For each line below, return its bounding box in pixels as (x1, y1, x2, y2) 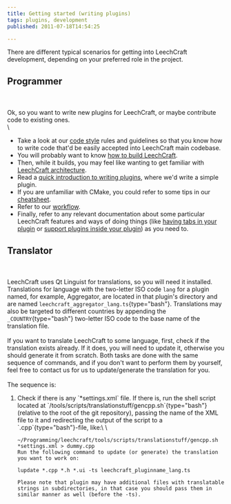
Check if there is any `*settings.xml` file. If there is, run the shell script (17, 394, 216, 402)
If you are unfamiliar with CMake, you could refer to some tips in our (17, 188, 211, 196)
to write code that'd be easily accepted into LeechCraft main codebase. (17, 144, 221, 152)
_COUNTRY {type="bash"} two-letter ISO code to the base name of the (7, 315, 201, 322)
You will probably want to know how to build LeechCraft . (17, 151, 178, 160)
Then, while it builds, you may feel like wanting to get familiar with (17, 158, 205, 167)
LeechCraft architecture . (17, 166, 88, 174)
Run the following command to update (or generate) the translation (17, 449, 219, 456)
